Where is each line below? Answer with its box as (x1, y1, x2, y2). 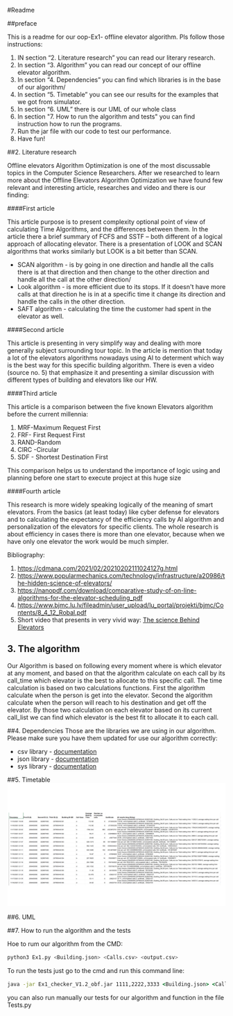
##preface (7, 19, 37, 27)
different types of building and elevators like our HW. (7, 376, 158, 384)
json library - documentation (17, 755, 99, 763)
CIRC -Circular (17, 446, 59, 453)
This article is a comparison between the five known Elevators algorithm (7, 403, 214, 411)
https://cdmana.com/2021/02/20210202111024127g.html (17, 564, 178, 572)
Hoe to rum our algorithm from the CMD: (7, 940, 123, 948)
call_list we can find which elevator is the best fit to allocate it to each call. (7, 713, 219, 721)
